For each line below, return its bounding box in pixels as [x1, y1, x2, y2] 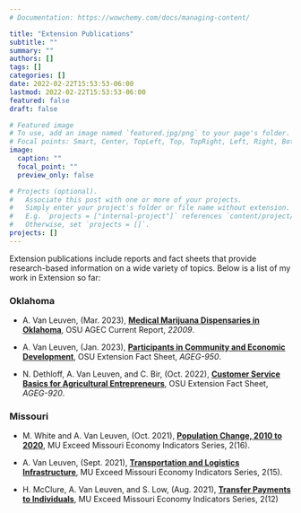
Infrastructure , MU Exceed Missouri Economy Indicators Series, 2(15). [21, 467, 283, 478]
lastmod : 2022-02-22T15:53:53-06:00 [9, 87, 146, 97]
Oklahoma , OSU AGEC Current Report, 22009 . [21, 325, 195, 335]
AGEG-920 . [21, 387, 65, 399]
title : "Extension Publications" [9, 29, 134, 39]
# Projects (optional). [9, 187, 99, 196]
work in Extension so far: [9, 272, 101, 283]
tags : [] [9, 63, 42, 72]
